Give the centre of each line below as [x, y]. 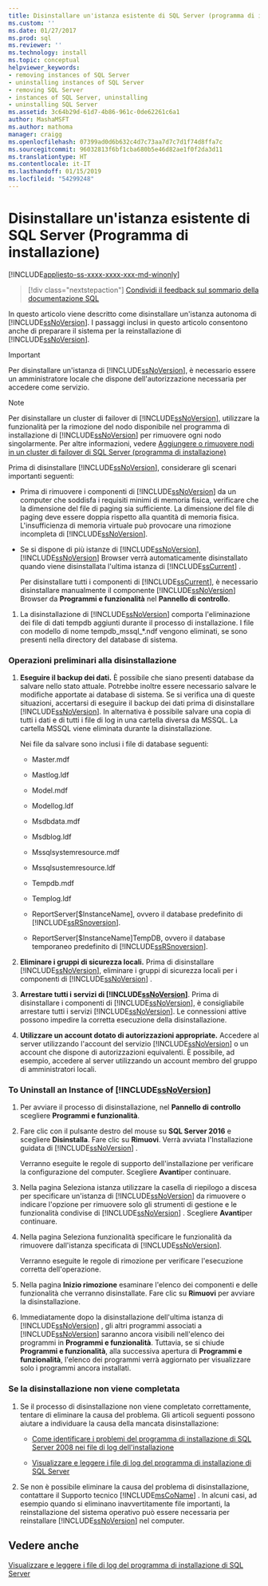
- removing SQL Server [46, 90]
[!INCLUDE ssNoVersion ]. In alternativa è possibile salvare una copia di [135, 712]
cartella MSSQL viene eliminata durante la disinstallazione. [116, 729]
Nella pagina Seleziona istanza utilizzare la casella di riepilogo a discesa [138, 1188]
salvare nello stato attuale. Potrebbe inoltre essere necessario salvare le [138, 686]
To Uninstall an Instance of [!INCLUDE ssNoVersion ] [110, 1090]
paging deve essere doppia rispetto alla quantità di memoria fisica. [129, 516]
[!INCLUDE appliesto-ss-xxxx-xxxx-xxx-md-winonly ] [94, 274]
